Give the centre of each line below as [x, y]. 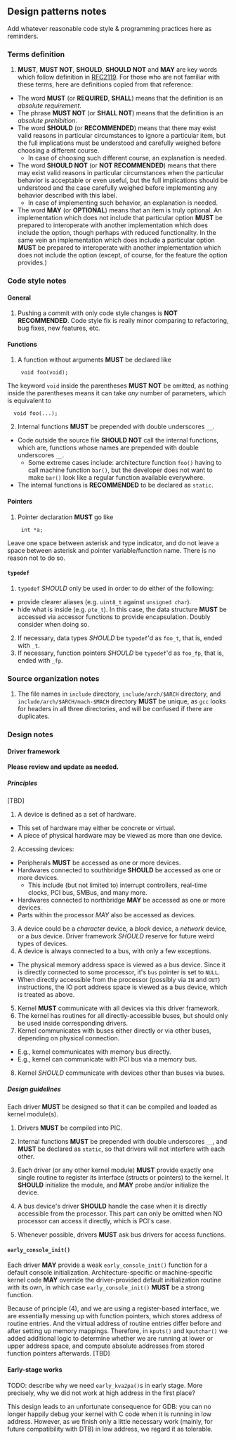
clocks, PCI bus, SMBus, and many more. [87, 893]
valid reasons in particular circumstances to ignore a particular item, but [122, 136]
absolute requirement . [50, 106]
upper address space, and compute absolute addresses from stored [106, 1346]
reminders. [23, 36]
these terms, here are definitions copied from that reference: [105, 84]
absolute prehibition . [47, 121]
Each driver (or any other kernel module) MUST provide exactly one [116, 1170]
